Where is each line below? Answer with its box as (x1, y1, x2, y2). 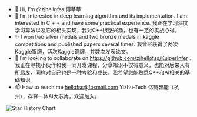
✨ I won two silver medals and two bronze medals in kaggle (14, 34, 160, 40)
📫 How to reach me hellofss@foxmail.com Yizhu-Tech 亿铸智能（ (14, 83, 175, 91)
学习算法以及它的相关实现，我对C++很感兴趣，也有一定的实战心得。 (14, 26, 181, 34)
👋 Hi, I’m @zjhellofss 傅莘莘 (14, 6, 81, 12)
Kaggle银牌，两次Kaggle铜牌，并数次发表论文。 (14, 48, 131, 55)
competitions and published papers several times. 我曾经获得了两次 (14, 41, 178, 48)
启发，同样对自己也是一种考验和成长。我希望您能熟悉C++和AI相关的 (19, 69, 185, 76)
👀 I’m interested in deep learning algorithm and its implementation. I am (14, 12, 188, 19)
